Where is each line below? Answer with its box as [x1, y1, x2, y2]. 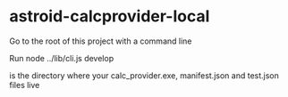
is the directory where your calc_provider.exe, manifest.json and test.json [9, 69, 279, 81]
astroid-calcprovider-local [9, 6, 210, 27]
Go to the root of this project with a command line [9, 36, 192, 46]
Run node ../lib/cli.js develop [9, 53, 114, 63]
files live [9, 79, 40, 90]
